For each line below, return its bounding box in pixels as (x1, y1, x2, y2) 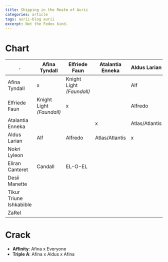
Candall (36, 163, 55, 170)
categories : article (5, 12, 48, 17)
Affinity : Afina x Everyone (12, 246, 66, 252)
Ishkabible (7, 201, 32, 208)
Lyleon (7, 152, 23, 159)
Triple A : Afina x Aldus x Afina (12, 251, 75, 257)
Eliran (7, 160, 21, 167)
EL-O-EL (65, 163, 88, 170)
